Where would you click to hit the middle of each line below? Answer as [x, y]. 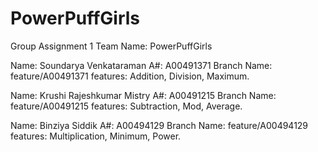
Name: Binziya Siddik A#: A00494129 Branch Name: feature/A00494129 [159, 125]
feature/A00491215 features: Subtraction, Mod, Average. [126, 106]
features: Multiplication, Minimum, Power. [96, 136]
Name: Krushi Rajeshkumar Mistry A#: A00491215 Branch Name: [143, 95]
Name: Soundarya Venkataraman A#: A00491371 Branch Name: [141, 65]
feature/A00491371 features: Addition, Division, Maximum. [130, 76]
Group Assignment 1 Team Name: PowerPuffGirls [111, 46]
